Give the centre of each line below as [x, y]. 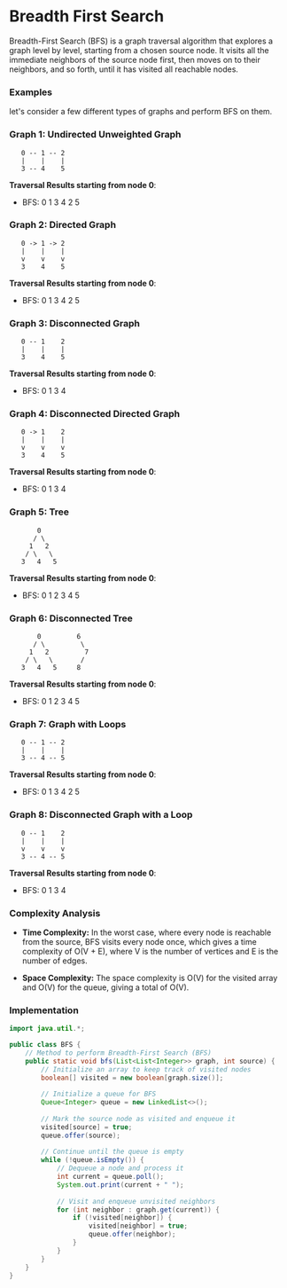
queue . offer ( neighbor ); [132, 1235]
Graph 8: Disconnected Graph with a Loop [101, 815]
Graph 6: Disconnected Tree [71, 618]
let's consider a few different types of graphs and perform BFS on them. [141, 112]
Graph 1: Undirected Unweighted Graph [95, 135]
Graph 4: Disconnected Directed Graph [94, 414]
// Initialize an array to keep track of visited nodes [146, 1069]
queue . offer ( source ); [81, 1135]
